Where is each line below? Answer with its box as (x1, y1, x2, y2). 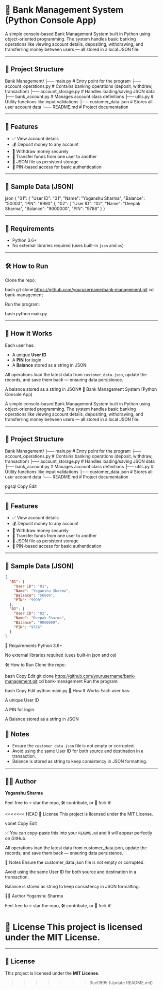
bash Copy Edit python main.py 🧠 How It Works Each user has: (5, 687, 130, 693)
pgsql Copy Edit (5, 483, 37, 489)
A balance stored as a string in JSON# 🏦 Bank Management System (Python (5, 386, 157, 392)
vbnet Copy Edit (5, 820, 37, 826)
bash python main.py (5, 311, 47, 316)
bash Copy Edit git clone (5, 673, 54, 679)
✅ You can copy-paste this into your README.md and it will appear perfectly (5, 830, 153, 836)
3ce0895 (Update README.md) (89, 979, 153, 986)
